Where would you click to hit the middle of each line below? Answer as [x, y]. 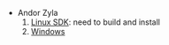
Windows [48, 31]
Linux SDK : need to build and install [96, 22]
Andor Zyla [38, 13]
